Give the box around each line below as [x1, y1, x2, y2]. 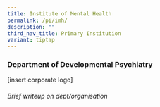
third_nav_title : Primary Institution [7, 30, 121, 37]
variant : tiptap [7, 37, 55, 44]
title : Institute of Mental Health [7, 10, 112, 18]
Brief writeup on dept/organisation [7, 92, 108, 101]
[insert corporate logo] [7, 75, 73, 84]
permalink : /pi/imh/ [7, 17, 68, 24]
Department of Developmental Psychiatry [7, 60, 153, 70]
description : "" [7, 23, 55, 30]
